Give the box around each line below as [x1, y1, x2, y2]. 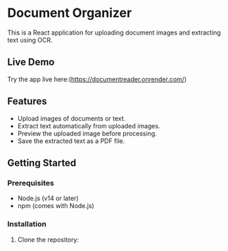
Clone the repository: [17, 235, 80, 244]
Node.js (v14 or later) [17, 194, 79, 202]
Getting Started [7, 157, 77, 169]
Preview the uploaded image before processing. [17, 129, 157, 137]
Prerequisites [7, 178, 54, 188]
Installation [7, 219, 47, 229]
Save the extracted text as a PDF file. [17, 136, 125, 145]
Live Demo [7, 56, 55, 68]
